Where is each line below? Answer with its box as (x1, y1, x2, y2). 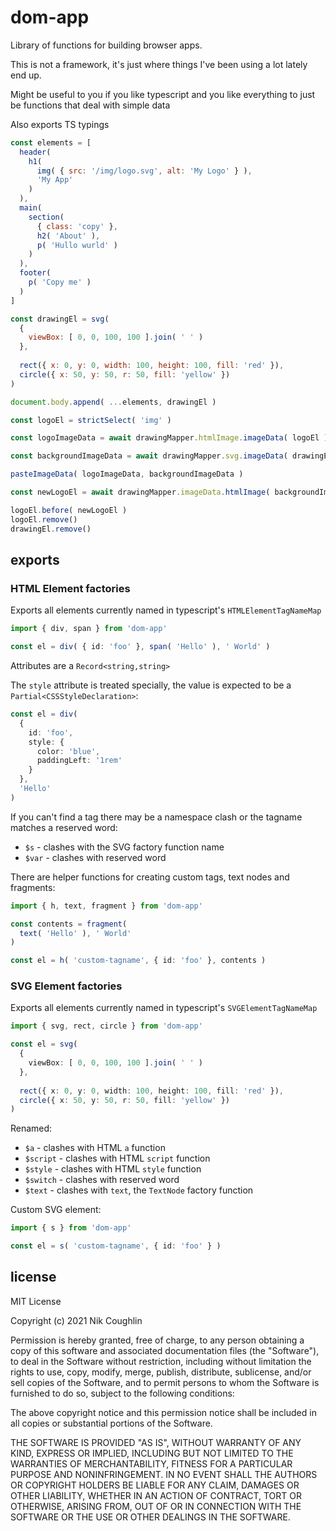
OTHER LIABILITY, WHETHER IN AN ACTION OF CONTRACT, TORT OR (10, 1489, 302, 1501)
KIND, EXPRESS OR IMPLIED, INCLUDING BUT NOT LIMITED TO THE (10, 1447, 294, 1459)
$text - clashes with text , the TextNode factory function (24, 1184, 254, 1196)
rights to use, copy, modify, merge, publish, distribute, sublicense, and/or (10, 1366, 312, 1378)
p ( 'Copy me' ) (28, 277, 92, 288)
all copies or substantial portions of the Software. (10, 1417, 213, 1429)
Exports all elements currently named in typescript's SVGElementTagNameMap (10, 1002, 318, 1014)
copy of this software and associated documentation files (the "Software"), (10, 1344, 320, 1356)
